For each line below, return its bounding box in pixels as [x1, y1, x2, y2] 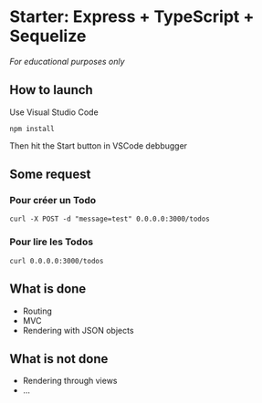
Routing [22, 305, 53, 316]
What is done [9, 281, 87, 297]
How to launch [9, 82, 93, 98]
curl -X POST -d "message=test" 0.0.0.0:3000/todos [9, 214, 210, 224]
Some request [9, 167, 91, 182]
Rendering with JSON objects [22, 325, 134, 336]
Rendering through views [22, 376, 118, 387]
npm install [9, 124, 55, 133]
